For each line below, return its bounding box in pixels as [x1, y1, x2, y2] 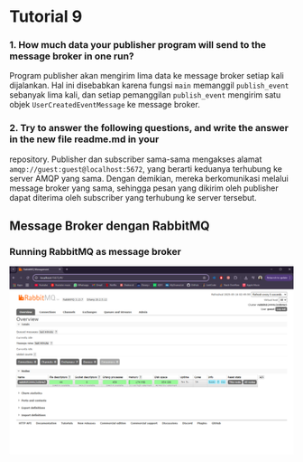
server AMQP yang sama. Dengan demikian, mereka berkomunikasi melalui [9, 173, 289, 184]
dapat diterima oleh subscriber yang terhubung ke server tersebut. [9, 192, 257, 203]
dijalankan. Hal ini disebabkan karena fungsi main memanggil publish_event [9, 80, 289, 91]
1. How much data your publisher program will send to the [9, 39, 267, 52]
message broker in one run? [9, 50, 134, 62]
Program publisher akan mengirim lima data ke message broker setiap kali [9, 71, 284, 81]
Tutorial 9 [9, 6, 83, 27]
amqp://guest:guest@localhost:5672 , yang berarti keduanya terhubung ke [9, 163, 282, 174]
